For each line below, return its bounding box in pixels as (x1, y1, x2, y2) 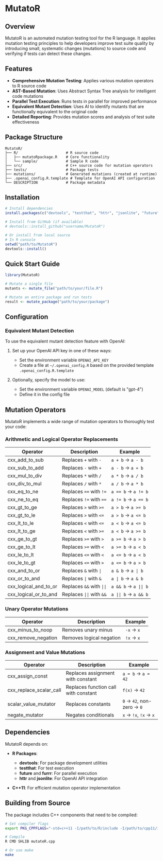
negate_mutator (7, 712, 44, 718)
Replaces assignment (65, 670, 115, 677)
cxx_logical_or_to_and (7, 591, 57, 598)
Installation (5, 193, 40, 202)
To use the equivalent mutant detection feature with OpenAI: (5, 339, 126, 344)
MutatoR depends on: (5, 741, 49, 747)
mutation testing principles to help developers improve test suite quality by (5, 40, 154, 46)
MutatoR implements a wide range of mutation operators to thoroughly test (5, 419, 155, 425)
